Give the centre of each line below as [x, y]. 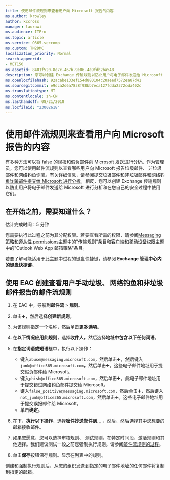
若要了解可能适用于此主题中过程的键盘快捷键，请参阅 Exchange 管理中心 [81, 259]
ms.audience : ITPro [26, 32]
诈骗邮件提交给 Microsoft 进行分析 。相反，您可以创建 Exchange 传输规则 [86, 181]
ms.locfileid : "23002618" [32, 107]
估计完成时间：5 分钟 [27, 225]
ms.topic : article [25, 38]
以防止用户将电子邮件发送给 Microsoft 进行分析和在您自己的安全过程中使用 [83, 187]
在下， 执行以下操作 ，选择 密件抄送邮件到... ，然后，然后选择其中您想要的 [89, 421]
